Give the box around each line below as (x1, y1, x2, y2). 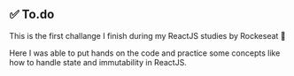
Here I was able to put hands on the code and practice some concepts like (9, 48, 281, 58)
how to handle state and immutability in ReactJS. (9, 57, 188, 67)
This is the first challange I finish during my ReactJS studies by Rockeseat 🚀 (9, 30, 286, 41)
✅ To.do (9, 7, 55, 22)
